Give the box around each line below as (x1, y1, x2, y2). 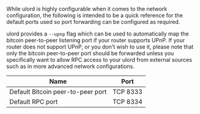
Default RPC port (9, 97, 58, 106)
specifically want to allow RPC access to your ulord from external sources (6, 56, 193, 63)
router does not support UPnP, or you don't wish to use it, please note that (6, 43, 194, 50)
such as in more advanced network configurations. (6, 63, 135, 70)
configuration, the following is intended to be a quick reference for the (6, 12, 183, 19)
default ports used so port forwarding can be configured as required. (6, 18, 180, 25)
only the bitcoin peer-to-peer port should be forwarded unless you (6, 50, 174, 57)
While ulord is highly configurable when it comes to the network (6, 6, 168, 12)
